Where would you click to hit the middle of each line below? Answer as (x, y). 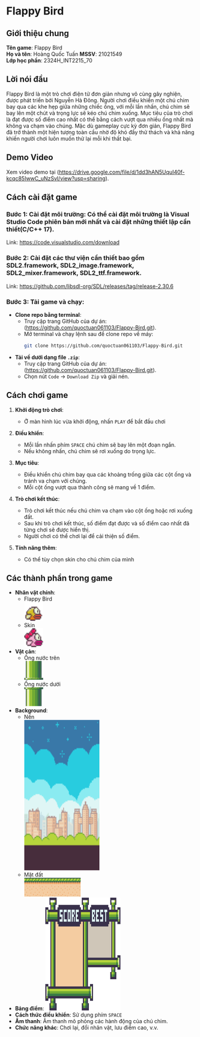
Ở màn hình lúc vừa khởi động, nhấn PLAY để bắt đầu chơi (95, 421)
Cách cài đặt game (42, 197)
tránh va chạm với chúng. (55, 481)
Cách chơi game (37, 395)
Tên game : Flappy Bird (35, 47)
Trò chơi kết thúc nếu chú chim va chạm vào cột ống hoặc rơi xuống (108, 510)
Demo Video (30, 158)
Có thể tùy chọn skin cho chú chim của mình (79, 559)
